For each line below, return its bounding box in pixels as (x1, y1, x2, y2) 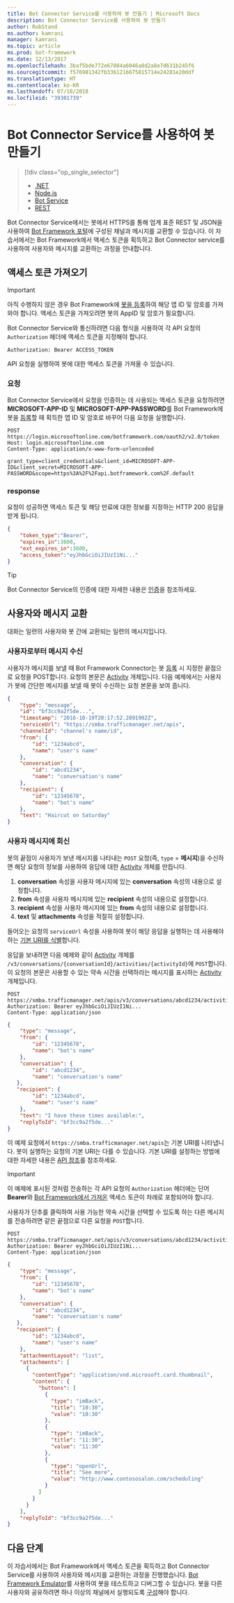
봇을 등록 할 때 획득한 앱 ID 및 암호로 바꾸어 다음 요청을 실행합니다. (7, 413, 186, 422)
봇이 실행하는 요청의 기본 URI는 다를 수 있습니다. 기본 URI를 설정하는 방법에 (16, 1147, 221, 1156)
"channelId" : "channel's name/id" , (19, 728, 123, 735)
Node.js (34, 189, 58, 197)
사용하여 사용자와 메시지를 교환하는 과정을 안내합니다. (7, 244, 153, 252)
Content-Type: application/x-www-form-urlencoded (7, 446, 155, 453)
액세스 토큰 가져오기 (7, 267, 88, 279)
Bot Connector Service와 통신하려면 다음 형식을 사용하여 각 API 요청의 (7, 323, 201, 332)
